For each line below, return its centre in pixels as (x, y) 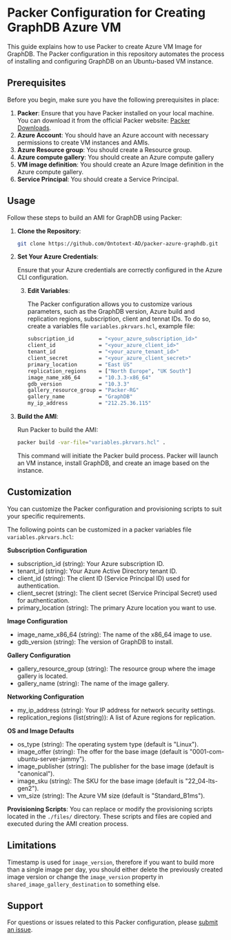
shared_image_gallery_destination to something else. (84, 884)
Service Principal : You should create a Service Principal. (98, 179)
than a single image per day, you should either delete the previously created (115, 869)
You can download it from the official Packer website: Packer (104, 120)
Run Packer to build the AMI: (58, 430)
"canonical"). (36, 773)
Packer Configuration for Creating (106, 13)
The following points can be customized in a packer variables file (99, 529)
